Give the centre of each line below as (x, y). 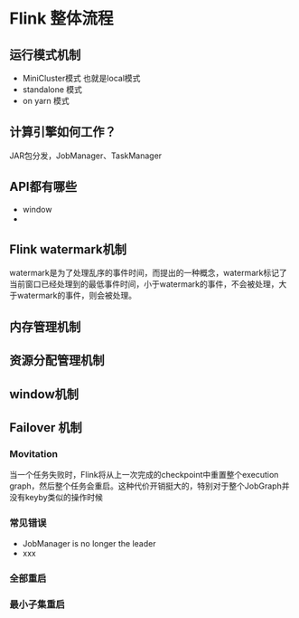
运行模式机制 (45, 55)
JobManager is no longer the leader (89, 543)
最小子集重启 (37, 604)
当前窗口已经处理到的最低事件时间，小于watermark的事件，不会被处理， (144, 284)
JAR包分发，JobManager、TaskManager (86, 156)
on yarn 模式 (46, 101)
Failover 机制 (46, 428)
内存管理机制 (45, 327)
